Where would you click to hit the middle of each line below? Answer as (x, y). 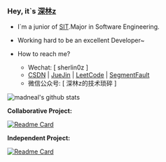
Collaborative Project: (40, 111)
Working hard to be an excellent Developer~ (81, 41)
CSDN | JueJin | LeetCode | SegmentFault (89, 75)
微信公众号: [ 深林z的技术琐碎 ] (72, 83)
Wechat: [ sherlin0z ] (58, 67)
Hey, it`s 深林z (32, 11)
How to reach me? (44, 54)
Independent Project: (39, 138)
